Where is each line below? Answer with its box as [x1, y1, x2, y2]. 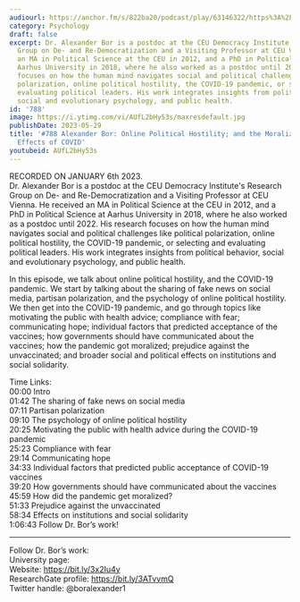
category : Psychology [9, 21, 90, 30]
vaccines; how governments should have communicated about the [9, 330, 254, 341]
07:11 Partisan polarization [9, 404, 105, 416]
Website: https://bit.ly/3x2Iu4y [9, 564, 121, 574]
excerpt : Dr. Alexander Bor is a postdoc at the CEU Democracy [9, 38, 250, 47]
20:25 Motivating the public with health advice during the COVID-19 [9, 424, 259, 435]
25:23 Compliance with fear [9, 443, 112, 454]
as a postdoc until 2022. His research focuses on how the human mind [9, 218, 270, 229]
